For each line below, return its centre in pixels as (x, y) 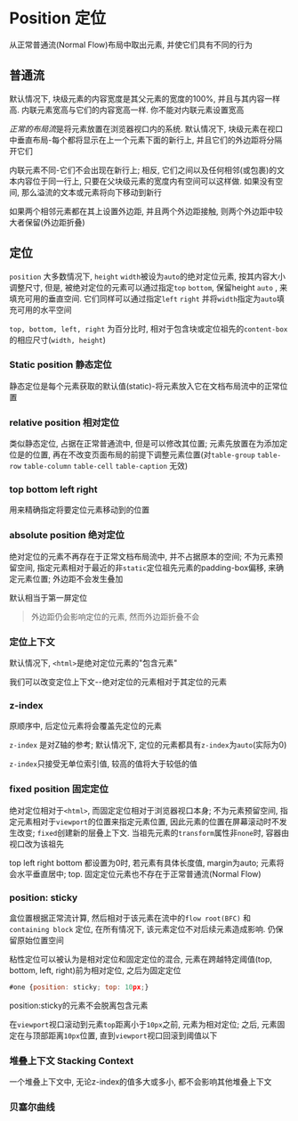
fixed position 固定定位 (59, 790)
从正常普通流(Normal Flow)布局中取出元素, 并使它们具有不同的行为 (131, 45)
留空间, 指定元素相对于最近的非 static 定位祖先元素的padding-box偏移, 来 (143, 568)
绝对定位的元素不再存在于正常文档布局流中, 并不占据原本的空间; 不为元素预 (146, 556)
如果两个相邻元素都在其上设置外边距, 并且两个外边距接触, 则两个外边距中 (142, 211)
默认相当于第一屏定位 (48, 597)
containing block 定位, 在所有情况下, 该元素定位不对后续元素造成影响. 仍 (142, 929)
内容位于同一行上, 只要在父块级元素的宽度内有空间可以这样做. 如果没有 (146, 181)
